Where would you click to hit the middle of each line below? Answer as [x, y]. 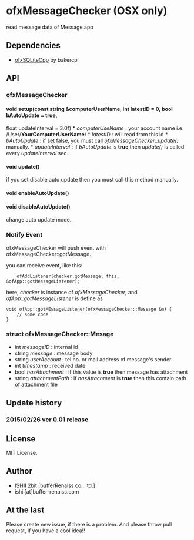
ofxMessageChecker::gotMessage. [48, 254]
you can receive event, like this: [44, 265]
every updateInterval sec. [37, 153]
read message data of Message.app [50, 27]
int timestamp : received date [50, 365]
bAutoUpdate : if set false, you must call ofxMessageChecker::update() [93, 141]
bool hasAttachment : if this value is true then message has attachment [101, 372]
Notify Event [24, 235]
